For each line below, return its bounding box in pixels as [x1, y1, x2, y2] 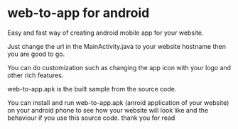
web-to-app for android [7, 5, 150, 21]
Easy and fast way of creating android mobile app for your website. [7, 28, 204, 37]
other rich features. [7, 71, 64, 79]
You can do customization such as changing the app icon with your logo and [7, 63, 232, 72]
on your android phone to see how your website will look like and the [7, 106, 208, 114]
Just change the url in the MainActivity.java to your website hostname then [7, 42, 226, 50]
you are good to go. [7, 50, 65, 58]
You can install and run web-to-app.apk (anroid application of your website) [7, 98, 229, 107]
